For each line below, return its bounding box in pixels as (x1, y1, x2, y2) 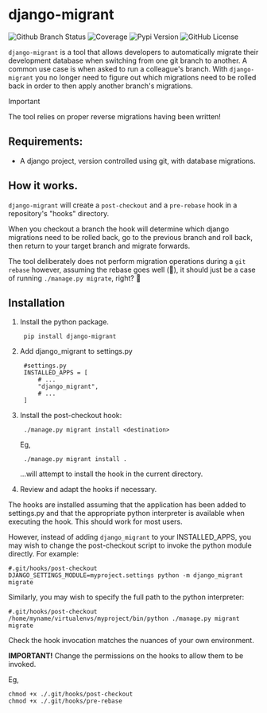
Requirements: (8, 135, 83, 149)
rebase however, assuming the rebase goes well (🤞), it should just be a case (8, 265, 256, 274)
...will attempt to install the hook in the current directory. (19, 469, 203, 479)
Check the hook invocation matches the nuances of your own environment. (8, 636, 254, 645)
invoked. (8, 660, 37, 669)
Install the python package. (19, 317, 110, 327)
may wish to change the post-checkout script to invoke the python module (8, 541, 252, 550)
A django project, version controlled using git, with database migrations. (19, 156, 256, 165)
